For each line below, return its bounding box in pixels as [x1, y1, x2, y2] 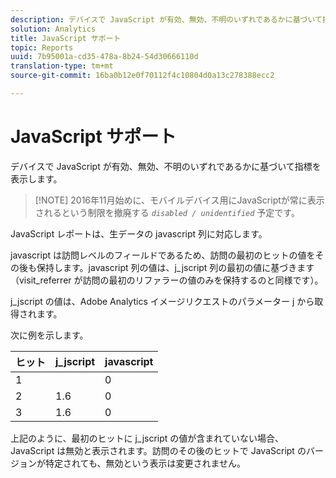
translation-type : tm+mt [10, 61, 114, 71]
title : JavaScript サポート [10, 33, 122, 43]
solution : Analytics [10, 24, 97, 34]
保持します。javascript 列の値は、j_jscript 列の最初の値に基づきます [36, 261, 315, 273]
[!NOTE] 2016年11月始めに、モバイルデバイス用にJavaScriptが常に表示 [34, 194, 325, 206]
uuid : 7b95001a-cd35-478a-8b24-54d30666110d [10, 52, 199, 62]
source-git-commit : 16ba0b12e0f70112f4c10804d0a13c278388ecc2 [10, 71, 275, 81]
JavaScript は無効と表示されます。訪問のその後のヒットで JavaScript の [10, 444, 307, 456]
